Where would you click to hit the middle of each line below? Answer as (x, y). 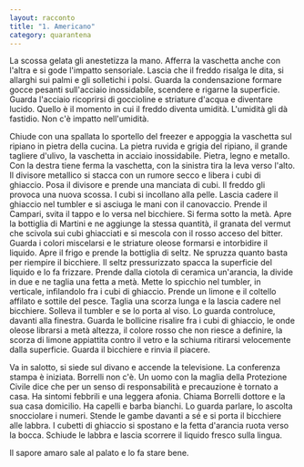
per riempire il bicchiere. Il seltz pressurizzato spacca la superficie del (141, 263)
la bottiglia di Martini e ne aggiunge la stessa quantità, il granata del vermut (150, 223)
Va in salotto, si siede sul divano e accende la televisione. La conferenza (145, 368)
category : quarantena (51, 35)
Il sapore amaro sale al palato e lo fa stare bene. (99, 453)
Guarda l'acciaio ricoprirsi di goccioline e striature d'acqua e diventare (141, 99)
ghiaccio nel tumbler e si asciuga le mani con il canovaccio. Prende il (138, 204)
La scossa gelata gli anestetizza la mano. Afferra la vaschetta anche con (145, 61)
